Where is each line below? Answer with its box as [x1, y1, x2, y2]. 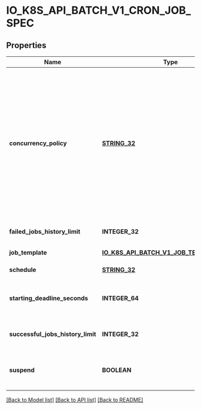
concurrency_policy [9, 139, 67, 147]
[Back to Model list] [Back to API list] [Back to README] [6, 396, 144, 403]
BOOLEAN [102, 366, 132, 374]
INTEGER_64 [102, 294, 139, 302]
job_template [9, 249, 47, 256]
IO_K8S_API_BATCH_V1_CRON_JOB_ [6, 4, 191, 17]
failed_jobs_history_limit [9, 228, 81, 235]
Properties [6, 40, 47, 50]
